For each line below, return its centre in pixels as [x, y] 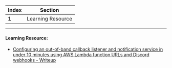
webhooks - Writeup [34, 60]
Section [50, 10]
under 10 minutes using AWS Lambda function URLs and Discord [81, 55]
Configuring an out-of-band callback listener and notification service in [88, 49]
